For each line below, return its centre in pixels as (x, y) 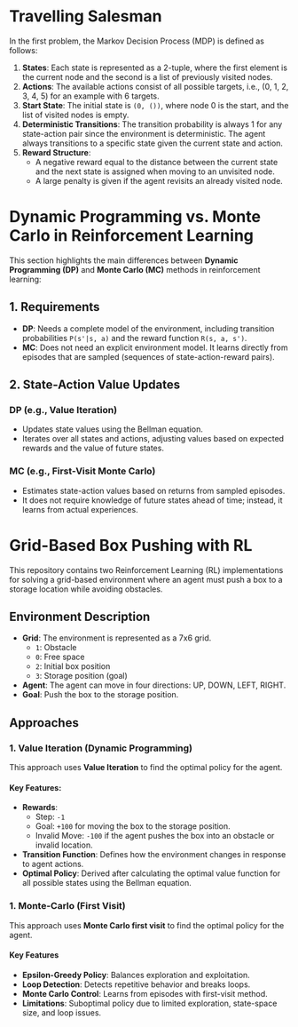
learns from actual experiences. (80, 509)
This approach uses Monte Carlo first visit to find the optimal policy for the (147, 925)
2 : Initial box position (73, 666)
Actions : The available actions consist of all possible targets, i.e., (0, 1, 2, (155, 86)
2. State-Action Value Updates (94, 385)
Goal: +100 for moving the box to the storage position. (133, 826)
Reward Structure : (56, 152)
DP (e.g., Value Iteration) (63, 410)
